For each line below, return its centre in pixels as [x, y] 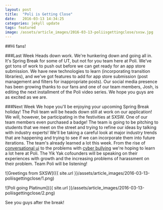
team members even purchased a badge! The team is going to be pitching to [82, 122]
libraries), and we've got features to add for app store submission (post [76, 76]
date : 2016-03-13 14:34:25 [35, 19]
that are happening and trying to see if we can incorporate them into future [80, 138]
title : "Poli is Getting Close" [39, 14]
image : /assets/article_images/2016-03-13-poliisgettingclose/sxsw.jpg [79, 32]
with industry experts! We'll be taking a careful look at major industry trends [81, 133]
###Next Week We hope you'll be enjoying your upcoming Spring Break [77, 106]
